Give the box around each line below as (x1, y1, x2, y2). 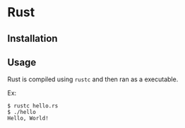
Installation (7, 33, 58, 45)
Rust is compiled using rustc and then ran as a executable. (7, 75, 179, 83)
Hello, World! (7, 115, 49, 122)
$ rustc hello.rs (7, 103, 59, 110)
